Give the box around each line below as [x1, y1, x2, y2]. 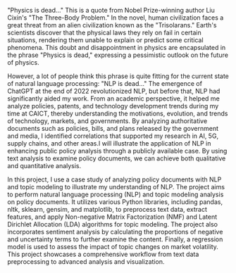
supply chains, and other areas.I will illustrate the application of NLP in [7, 139, 211, 147]
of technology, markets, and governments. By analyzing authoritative [7, 117, 208, 125]
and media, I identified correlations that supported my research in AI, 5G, [7, 132, 219, 140]
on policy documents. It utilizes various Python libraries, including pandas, [7, 198, 223, 206]
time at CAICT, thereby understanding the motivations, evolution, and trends [7, 109, 228, 118]
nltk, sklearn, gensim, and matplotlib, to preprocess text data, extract [7, 205, 208, 213]
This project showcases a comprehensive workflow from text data [7, 250, 199, 258]
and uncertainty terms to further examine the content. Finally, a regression [7, 235, 223, 243]
